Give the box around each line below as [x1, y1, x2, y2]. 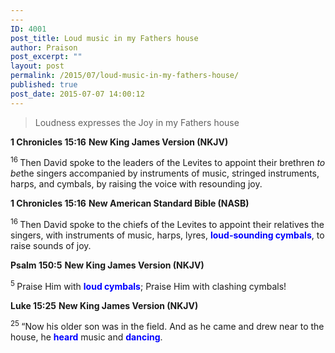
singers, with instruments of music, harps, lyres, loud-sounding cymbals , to [10, 229, 325, 241]
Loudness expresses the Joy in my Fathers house [34, 116, 240, 128]
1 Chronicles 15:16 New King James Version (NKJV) [10, 136, 229, 148]
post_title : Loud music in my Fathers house [10, 33, 199, 43]
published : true [10, 80, 78, 90]
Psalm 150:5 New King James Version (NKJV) [10, 259, 205, 271]
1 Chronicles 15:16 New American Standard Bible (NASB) [10, 197, 250, 210]
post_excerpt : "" [10, 52, 83, 62]
